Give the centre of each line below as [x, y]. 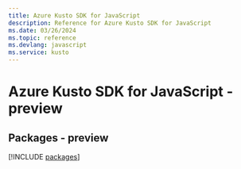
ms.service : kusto [39, 52]
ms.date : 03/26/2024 [43, 30]
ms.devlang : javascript [48, 45]
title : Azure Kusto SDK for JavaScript [74, 15]
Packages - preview [58, 138]
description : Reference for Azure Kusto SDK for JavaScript [110, 23]
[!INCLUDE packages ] [44, 157]
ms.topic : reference [43, 38]
